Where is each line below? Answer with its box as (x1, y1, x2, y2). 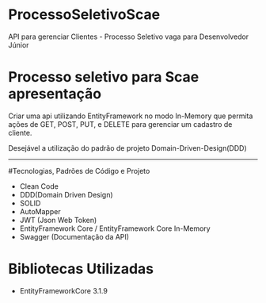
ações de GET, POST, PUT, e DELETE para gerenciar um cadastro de (8, 119, 233, 128)
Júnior (8, 40, 29, 49)
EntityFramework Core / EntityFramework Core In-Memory (19, 224, 211, 233)
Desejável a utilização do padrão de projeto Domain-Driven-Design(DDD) (8, 143, 247, 152)
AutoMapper (19, 206, 61, 216)
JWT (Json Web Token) (19, 215, 97, 224)
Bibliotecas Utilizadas (8, 260, 154, 278)
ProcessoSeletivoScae (8, 6, 161, 24)
